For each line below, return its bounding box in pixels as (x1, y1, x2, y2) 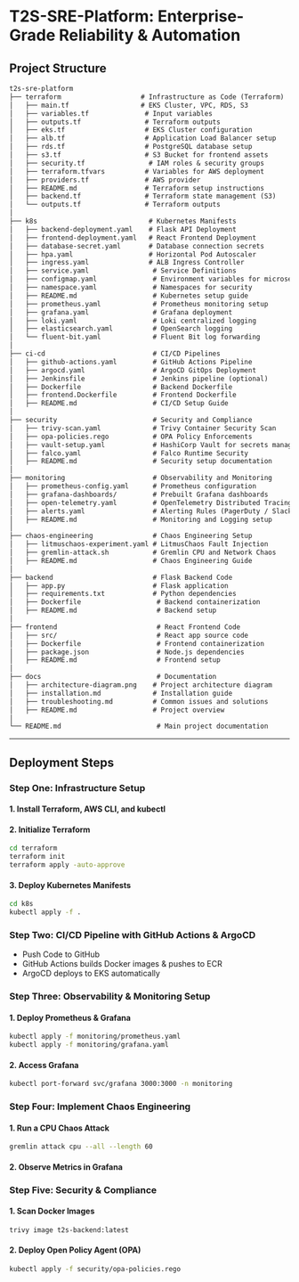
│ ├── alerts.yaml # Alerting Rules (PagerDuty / (9, 506, 269, 516)
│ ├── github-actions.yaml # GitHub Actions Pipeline (9, 357, 253, 366)
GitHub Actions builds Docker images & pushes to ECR (21, 959, 222, 969)
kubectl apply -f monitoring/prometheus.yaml (9, 1032, 181, 1041)
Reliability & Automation (59, 25, 241, 45)
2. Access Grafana (9, 1059, 79, 1070)
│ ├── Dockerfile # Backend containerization (9, 598, 261, 607)
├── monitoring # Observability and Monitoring (9, 474, 273, 483)
